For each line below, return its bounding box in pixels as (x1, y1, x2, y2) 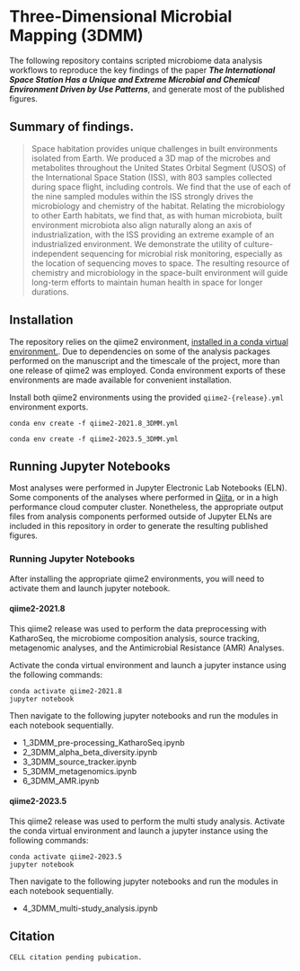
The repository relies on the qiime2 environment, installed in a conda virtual (9, 336, 289, 347)
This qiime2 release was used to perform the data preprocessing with (9, 622, 267, 634)
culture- (243, 238, 274, 249)
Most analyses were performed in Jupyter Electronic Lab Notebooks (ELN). (9, 482, 287, 493)
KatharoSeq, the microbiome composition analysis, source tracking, (9, 632, 260, 643)
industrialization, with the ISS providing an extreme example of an (31, 229, 275, 240)
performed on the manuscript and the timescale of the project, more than (9, 355, 280, 366)
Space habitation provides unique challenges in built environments (31, 143, 278, 154)
